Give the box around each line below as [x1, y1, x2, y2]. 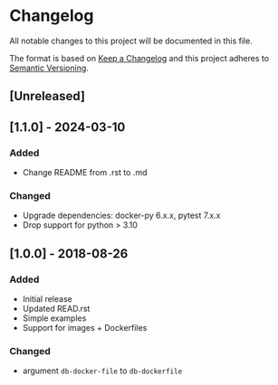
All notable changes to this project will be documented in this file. [9, 35, 254, 46]
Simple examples [22, 313, 87, 324]
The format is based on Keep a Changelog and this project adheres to [9, 52, 270, 63]
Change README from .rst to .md [22, 167, 148, 178]
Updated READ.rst [22, 304, 91, 314]
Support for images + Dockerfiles [22, 323, 148, 333]
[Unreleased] [9, 89, 86, 104]
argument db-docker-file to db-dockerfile [22, 365, 183, 376]
